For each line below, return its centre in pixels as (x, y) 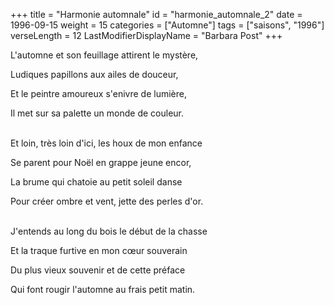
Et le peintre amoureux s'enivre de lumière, (98, 93)
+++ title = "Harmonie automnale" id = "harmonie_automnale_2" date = (156, 14)
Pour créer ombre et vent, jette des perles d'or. (107, 201)
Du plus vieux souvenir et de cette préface (98, 270)
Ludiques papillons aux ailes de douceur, (94, 74)
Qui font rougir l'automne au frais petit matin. (103, 289)
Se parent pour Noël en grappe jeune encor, (101, 162)
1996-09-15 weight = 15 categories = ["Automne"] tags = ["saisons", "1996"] (167, 25)
